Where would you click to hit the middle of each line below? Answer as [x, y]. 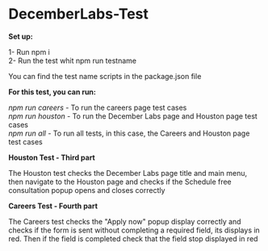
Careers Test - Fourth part [53, 206]
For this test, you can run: [52, 92]
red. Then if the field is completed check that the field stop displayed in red [133, 238]
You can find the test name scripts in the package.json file [105, 76]
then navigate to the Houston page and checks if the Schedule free [120, 182]
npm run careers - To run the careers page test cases [98, 107]
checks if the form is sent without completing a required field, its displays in [134, 230]
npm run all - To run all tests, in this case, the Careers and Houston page [129, 133]
